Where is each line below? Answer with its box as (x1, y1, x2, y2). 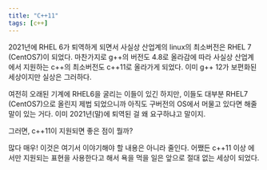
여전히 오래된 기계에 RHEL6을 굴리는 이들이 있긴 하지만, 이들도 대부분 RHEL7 (8, 89, 249, 98)
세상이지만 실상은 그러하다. (8, 72, 92, 81)
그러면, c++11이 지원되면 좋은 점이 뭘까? (8, 125, 133, 136)
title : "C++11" (8, 11, 59, 20)
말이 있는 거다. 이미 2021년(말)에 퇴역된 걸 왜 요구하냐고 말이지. (8, 109, 206, 118)
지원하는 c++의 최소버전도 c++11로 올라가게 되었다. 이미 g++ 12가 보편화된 (22, 61, 257, 72)
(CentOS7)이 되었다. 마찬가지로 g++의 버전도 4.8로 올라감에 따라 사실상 (8, 52, 233, 61)
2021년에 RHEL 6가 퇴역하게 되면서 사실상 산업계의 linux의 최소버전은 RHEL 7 (8, 42, 252, 52)
